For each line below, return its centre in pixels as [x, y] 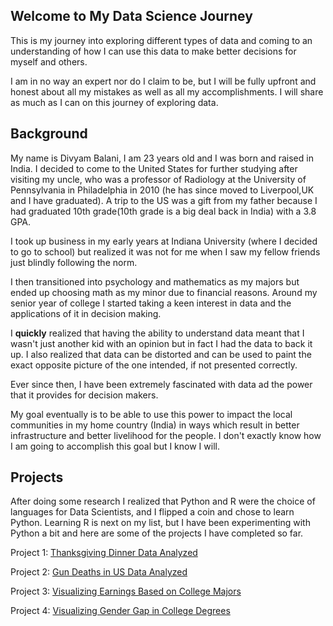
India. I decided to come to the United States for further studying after [154, 168]
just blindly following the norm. [74, 262]
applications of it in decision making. [86, 313]
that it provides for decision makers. [84, 395]
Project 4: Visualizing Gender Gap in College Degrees [120, 611]
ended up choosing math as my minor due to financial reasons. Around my [164, 292]
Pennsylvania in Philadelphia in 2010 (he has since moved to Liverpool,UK [162, 190]
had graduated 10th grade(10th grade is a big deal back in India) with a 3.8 [163, 211]
